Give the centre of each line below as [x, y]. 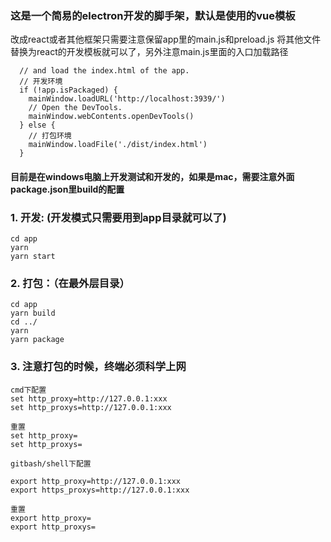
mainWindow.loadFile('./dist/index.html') [118, 145]
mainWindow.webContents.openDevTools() [111, 117]
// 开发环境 [41, 82]
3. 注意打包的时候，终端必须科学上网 [98, 367]
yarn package [37, 340]
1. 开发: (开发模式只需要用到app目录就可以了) [118, 217]
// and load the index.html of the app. [104, 71]
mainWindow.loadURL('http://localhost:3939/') [127, 99]
